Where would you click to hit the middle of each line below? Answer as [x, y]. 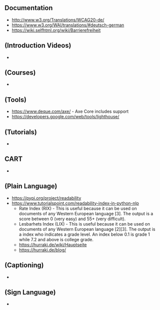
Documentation [29, 8]
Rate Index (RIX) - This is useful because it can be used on [78, 208]
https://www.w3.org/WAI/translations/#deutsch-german [68, 25]
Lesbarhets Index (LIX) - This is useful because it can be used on [84, 224]
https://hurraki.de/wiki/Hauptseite [53, 245]
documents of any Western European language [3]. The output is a [86, 213]
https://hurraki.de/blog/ [42, 250]
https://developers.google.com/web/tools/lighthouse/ [65, 117]
